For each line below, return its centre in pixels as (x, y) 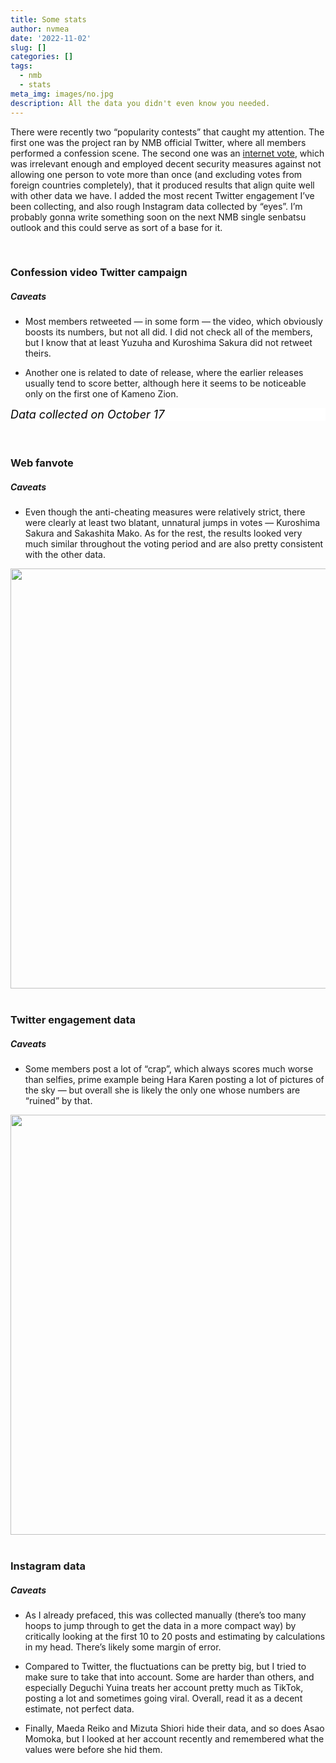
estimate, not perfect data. (79, 1709)
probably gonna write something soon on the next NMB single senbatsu (158, 217)
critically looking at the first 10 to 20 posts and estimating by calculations (175, 1637)
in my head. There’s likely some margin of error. (123, 1647)
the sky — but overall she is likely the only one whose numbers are (162, 1090)
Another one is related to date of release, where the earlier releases (164, 373)
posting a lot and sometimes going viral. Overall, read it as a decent (163, 1698)
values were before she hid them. (93, 1750)
